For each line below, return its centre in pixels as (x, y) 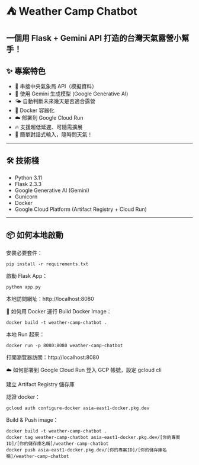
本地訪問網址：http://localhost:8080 (50, 299)
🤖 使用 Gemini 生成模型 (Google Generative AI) (71, 94)
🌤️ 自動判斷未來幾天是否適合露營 (55, 101)
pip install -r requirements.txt (47, 264)
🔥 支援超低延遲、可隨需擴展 (49, 127)
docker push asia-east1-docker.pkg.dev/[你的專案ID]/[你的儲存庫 (84, 450)
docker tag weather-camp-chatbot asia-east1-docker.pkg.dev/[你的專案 (93, 438)
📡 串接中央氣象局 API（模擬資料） (56, 86)
